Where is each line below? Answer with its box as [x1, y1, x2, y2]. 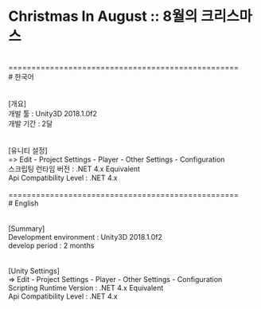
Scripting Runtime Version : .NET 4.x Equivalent [8, 283, 164, 292]
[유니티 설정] [8, 145, 48, 155]
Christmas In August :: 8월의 [8, 7, 198, 25]
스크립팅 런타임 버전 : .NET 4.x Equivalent [8, 164, 141, 174]
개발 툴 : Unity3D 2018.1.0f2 [8, 108, 98, 118]
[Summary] [8, 224, 45, 233]
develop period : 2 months [8, 241, 95, 250]
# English [8, 198, 39, 208]
